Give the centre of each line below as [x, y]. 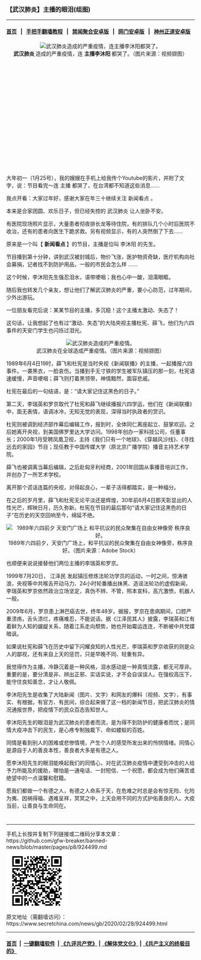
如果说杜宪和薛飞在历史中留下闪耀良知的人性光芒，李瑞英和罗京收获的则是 [98, 646]
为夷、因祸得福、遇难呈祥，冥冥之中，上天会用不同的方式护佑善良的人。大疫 [100, 798]
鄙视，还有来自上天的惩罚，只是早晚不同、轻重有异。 [82, 654]
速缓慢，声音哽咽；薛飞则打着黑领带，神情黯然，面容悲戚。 [80, 378]
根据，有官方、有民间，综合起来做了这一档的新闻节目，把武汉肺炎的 [106, 702]
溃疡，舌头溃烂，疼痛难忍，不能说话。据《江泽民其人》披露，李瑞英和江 [100, 618]
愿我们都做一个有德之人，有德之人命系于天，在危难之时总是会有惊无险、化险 [100, 791]
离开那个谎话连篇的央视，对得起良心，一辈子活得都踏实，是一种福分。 [93, 487]
